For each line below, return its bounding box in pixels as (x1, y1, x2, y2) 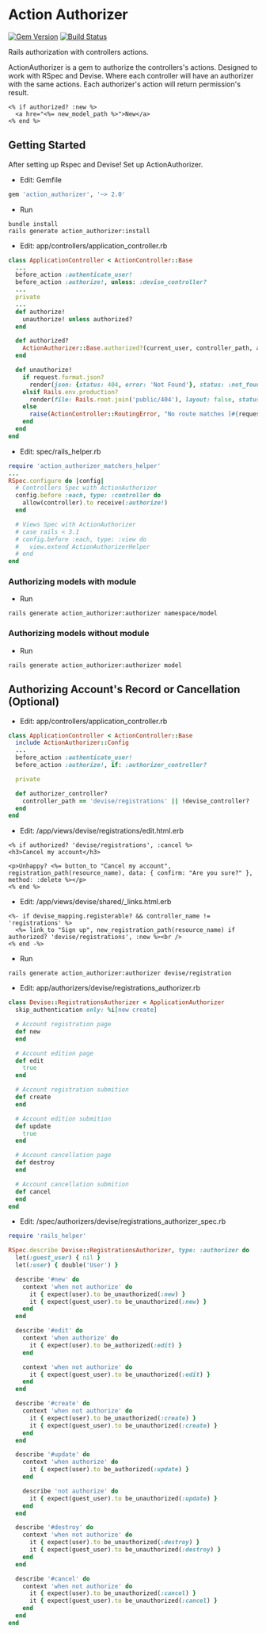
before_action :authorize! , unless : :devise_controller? (15, 278, 207, 286)
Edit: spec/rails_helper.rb (19, 447, 101, 456)
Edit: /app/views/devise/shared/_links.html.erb (19, 897, 172, 907)
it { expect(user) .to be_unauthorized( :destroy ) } (28, 1539, 200, 1547)
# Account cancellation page (15, 1152, 112, 1160)
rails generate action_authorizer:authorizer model (8, 661, 182, 669)
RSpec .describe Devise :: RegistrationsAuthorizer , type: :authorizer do (8, 1247, 249, 1255)
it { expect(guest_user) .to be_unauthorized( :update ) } (28, 1494, 218, 1502)
